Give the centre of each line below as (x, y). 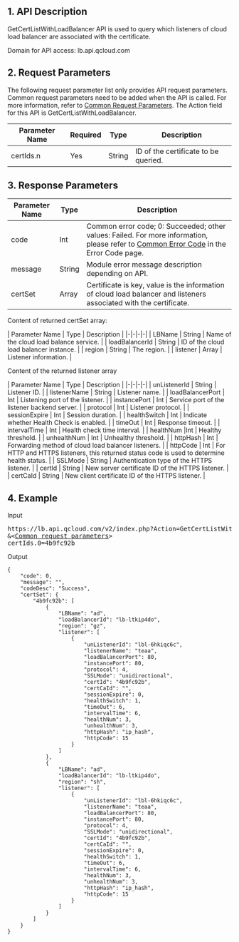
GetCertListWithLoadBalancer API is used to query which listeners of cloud (117, 29)
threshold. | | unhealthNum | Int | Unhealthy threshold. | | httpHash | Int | (113, 438)
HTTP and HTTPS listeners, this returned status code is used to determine (116, 453)
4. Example (33, 498)
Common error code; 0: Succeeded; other (156, 226)
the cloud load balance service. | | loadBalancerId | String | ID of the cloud (116, 342)
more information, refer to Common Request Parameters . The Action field (115, 105)
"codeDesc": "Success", (55, 589)
